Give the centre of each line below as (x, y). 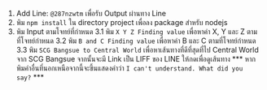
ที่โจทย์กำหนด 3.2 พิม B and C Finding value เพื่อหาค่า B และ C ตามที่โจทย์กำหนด (136, 41)
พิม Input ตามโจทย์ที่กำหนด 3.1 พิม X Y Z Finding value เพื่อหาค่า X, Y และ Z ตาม (137, 32)
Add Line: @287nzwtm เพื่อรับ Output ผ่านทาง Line (91, 13)
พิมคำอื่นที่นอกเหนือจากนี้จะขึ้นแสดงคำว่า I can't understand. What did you (129, 68)
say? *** (30, 77)
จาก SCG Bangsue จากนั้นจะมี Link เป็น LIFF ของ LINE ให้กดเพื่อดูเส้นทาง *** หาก (136, 59)
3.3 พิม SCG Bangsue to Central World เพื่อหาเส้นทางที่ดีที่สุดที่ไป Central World (137, 50)
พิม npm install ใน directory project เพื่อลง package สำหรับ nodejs (122, 22)
